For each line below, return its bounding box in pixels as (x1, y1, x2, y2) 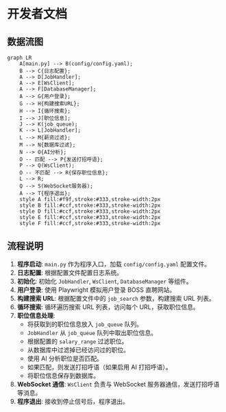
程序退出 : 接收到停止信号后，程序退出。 (16, 397, 129, 405)
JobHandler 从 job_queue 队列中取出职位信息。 (27, 328, 158, 336)
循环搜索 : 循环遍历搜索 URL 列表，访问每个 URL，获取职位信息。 (16, 303, 200, 311)
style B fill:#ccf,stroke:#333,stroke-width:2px (19, 202, 161, 209)
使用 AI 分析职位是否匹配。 (27, 354, 103, 363)
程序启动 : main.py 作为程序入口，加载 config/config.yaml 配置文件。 (16, 260, 211, 268)
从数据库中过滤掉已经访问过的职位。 (27, 345, 130, 354)
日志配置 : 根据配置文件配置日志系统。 (16, 268, 123, 277)
